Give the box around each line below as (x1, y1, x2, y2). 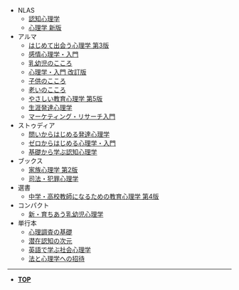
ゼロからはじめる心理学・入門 (28, 139, 116, 147)
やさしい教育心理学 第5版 (28, 95, 103, 102)
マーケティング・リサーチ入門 (28, 112, 116, 120)
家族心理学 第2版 (28, 166, 78, 173)
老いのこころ (28, 85, 66, 94)
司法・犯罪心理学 (28, 174, 79, 183)
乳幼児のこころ (28, 59, 73, 67)
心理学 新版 (28, 23, 62, 31)
